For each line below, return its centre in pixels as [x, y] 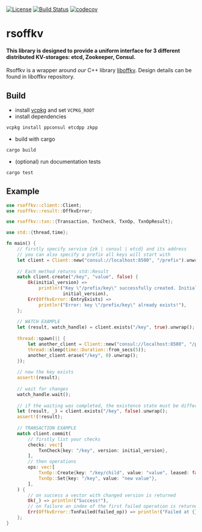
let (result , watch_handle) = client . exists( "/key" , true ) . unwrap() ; [106, 327]
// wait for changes [43, 389]
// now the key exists [45, 372]
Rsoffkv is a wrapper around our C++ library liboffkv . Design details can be [99, 70]
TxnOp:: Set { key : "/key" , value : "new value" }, [98, 478]
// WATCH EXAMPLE [39, 322]
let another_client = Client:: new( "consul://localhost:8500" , [107, 344]
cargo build [21, 150]
